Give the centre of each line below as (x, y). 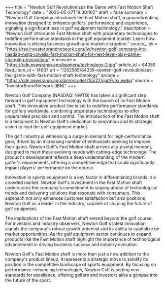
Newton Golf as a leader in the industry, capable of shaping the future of (79, 203)
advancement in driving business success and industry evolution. (71, 244)
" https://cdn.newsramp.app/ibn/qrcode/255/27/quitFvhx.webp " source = (79, 80)
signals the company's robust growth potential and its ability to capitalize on (82, 229)
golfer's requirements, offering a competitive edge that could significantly (80, 162)
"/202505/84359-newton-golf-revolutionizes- (107, 70)
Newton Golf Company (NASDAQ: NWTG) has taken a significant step (76, 95)
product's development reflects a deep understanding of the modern (75, 157)
